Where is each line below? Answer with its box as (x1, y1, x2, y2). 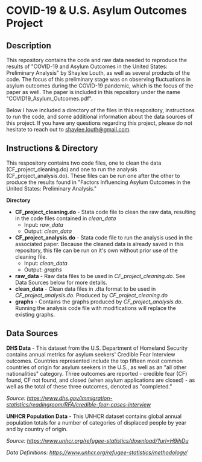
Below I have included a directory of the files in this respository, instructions (6, 107, 195, 113)
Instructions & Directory (6, 143, 98, 154)
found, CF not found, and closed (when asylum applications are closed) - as (6, 376, 195, 384)
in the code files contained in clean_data (14, 215, 116, 222)
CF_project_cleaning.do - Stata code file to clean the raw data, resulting (14, 208, 196, 215)
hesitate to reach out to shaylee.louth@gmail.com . (6, 126, 131, 133)
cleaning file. (14, 253, 47, 260)
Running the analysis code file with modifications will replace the (14, 304, 176, 311)
